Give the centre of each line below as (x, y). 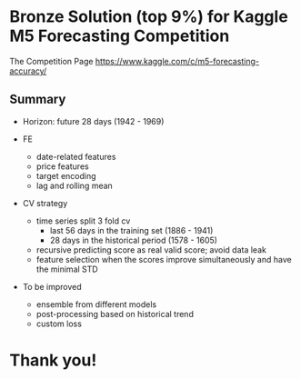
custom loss (59, 324)
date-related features (76, 156)
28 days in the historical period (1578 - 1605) (134, 240)
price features (62, 166)
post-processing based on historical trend (115, 314)
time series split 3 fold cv (83, 221)
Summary (38, 100)
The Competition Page (51, 61)
